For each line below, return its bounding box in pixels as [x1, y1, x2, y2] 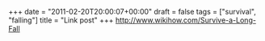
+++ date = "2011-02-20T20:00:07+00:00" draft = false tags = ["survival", [8, 7, 256, 16]
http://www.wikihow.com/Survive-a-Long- [116, 15, 257, 25]
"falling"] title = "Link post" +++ [8, 15, 115, 25]
